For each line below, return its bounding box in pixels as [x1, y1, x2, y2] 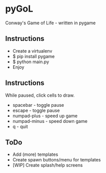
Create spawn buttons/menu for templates [12, 157, 101, 163]
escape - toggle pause [12, 107, 60, 113]
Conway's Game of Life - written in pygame [5, 20, 96, 26]
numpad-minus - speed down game [12, 118, 88, 124]
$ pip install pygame [12, 53, 55, 59]
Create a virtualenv [12, 48, 52, 54]
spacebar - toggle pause [12, 102, 64, 108]
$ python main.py [12, 59, 49, 65]
